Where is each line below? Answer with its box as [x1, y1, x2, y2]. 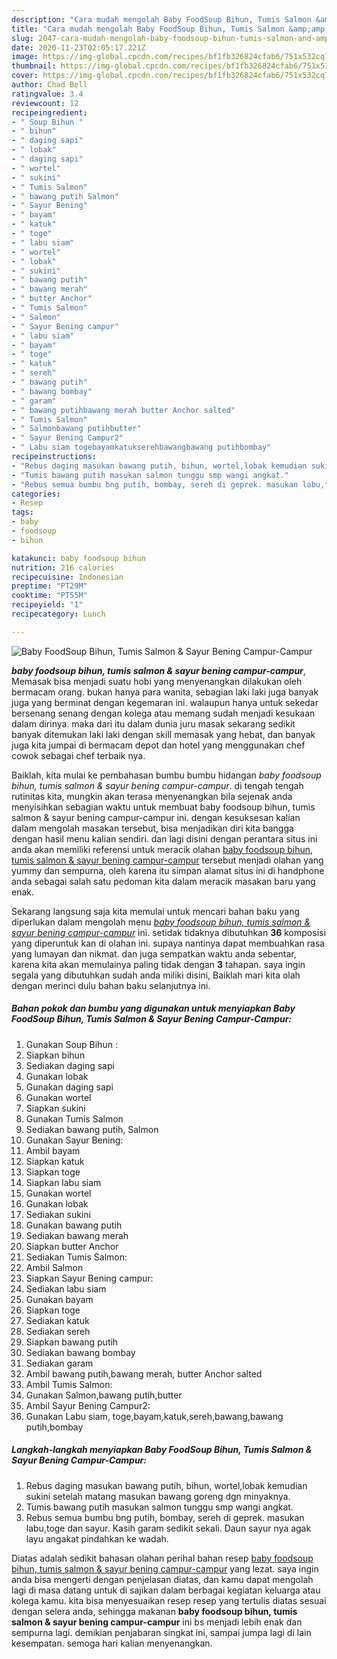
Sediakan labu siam [25, 1282, 107, 1295]
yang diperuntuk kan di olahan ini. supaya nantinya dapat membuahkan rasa [11, 937, 326, 949]
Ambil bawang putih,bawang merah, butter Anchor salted [25, 1367, 263, 1380]
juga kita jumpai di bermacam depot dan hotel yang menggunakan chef [11, 739, 306, 751]
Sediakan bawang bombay [25, 1346, 136, 1358]
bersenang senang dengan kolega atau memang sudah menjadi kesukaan [11, 707, 316, 719]
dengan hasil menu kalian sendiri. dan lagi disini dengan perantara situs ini [11, 832, 318, 845]
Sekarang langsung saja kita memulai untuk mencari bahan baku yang [11, 905, 301, 917]
